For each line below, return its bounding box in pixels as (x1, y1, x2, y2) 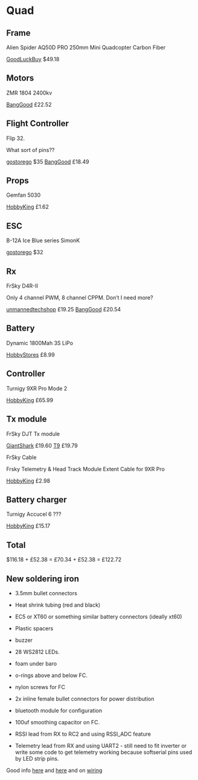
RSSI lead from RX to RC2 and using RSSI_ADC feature (14, 730, 151, 738)
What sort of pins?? (6, 146, 55, 153)
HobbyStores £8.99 (6, 351, 56, 358)
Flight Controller (6, 119, 69, 129)
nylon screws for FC (14, 683, 65, 690)
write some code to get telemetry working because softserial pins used (14, 749, 193, 756)
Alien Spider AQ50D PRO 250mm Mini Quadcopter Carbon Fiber (6, 44, 166, 51)
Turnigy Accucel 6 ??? (6, 511, 62, 518)
